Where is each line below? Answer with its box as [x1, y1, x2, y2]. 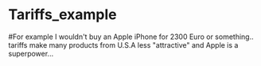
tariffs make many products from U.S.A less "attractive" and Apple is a [8, 40, 239, 49]
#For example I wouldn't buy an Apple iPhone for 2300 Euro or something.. [8, 32, 254, 41]
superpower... [8, 49, 54, 58]
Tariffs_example [8, 6, 117, 24]
